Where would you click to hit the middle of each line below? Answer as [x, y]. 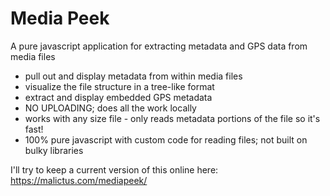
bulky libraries [54, 150]
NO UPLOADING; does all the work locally [110, 108]
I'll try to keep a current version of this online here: [114, 169]
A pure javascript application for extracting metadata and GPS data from [159, 46]
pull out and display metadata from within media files [133, 76]
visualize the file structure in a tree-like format [119, 86]
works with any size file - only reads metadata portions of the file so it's [172, 118]
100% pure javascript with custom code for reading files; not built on [166, 139]
